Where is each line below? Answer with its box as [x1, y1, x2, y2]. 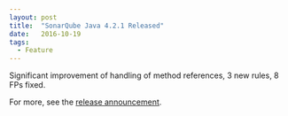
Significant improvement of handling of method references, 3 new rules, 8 [9, 70, 279, 81]
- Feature [17, 46, 53, 55]
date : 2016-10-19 [9, 29, 82, 38]
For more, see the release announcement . [9, 97, 162, 107]
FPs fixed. [9, 80, 46, 90]
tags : [9, 37, 29, 47]
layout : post [9, 12, 58, 22]
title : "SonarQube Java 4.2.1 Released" [9, 21, 165, 30]
